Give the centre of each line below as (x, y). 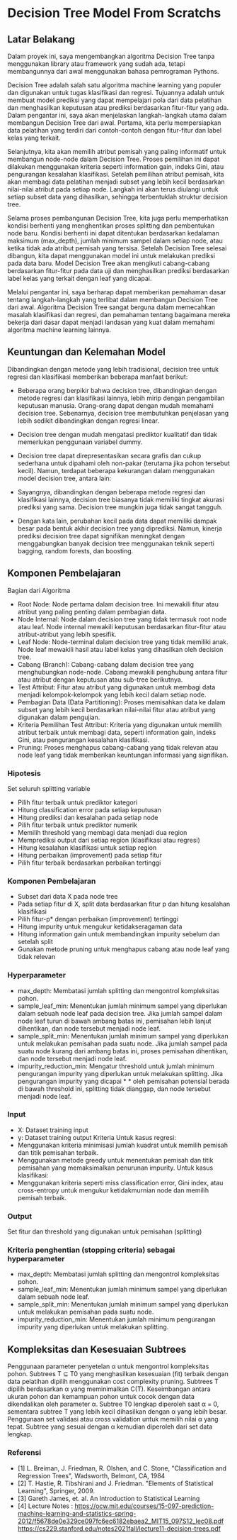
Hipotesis (24, 773)
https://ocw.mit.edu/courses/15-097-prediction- (144, 1506)
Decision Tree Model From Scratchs (114, 13)
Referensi (24, 1453)
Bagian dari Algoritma (39, 590)
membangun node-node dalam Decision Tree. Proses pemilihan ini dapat (114, 159)
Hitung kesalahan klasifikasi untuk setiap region (87, 847)
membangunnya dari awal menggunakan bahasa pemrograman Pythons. (113, 71)
